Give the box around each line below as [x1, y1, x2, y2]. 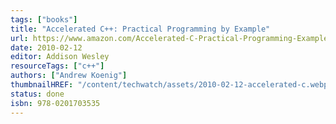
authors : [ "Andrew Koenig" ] [10, 71, 128, 81]
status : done [10, 89, 65, 99]
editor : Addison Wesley [10, 52, 110, 62]
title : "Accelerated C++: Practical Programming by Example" [10, 24, 271, 34]
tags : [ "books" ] [10, 14, 78, 25]
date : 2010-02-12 [10, 42, 83, 53]
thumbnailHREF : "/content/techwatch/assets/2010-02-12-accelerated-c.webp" [10, 80, 333, 90]
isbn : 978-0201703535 [10, 98, 101, 108]
